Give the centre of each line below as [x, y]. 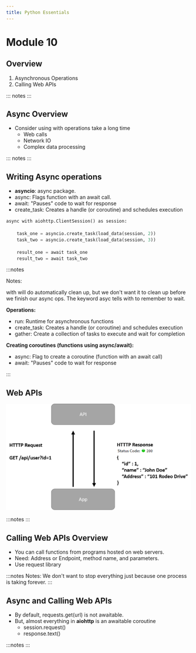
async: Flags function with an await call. [63, 197]
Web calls [35, 135]
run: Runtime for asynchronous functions [64, 322]
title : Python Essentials [38, 12]
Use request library [38, 565]
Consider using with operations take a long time [72, 128]
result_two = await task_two [52, 259]
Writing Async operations [54, 177]
